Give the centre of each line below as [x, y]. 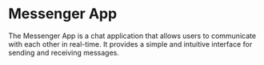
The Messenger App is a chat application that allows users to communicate [132, 36]
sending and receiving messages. [64, 52]
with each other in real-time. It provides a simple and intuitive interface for [130, 44]
